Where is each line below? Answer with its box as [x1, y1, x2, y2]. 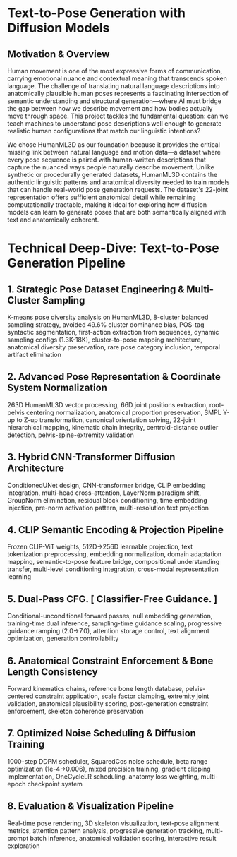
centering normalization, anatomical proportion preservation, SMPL [25, 408, 222, 416]
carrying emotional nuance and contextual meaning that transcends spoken [7, 74, 227, 83]
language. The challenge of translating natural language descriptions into [7, 82, 220, 90]
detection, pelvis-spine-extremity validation [7, 431, 134, 439]
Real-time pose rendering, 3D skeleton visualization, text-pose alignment [7, 819, 219, 827]
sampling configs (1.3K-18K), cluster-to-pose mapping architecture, [7, 335, 203, 344]
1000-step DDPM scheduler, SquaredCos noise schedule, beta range [7, 757, 208, 765]
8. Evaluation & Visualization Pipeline [7, 800, 174, 813]
